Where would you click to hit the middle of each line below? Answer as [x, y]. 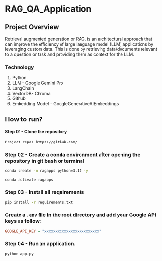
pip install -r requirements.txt [39, 202]
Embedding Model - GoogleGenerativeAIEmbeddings [65, 104]
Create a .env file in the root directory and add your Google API [81, 215]
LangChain [23, 88]
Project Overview [32, 27]
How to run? [24, 119]
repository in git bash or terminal [45, 161]
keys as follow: [23, 221]
